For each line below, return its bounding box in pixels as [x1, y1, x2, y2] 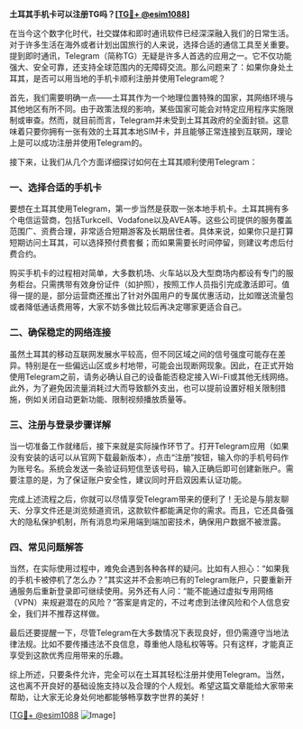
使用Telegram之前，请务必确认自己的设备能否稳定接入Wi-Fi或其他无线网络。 [9, 371, 293, 382]
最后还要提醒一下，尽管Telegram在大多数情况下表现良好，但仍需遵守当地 [9, 627, 281, 639]
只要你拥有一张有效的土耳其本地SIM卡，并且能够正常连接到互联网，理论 [24, 126, 293, 136]
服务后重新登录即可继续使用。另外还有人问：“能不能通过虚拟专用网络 [16, 586, 274, 596]
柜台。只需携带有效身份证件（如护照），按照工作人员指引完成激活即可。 [16, 279, 282, 290]
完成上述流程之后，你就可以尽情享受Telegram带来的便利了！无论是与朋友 [9, 494, 281, 504]
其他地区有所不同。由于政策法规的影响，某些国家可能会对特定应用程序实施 [9, 104, 286, 114]
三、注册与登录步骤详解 [9, 419, 111, 431]
